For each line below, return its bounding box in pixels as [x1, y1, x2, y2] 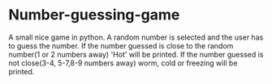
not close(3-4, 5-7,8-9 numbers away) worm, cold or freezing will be [8, 58, 238, 68]
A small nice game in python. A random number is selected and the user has [8, 32, 264, 42]
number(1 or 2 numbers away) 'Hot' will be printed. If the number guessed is [8, 49, 264, 59]
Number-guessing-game [8, 6, 180, 24]
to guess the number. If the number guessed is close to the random [8, 40, 234, 50]
